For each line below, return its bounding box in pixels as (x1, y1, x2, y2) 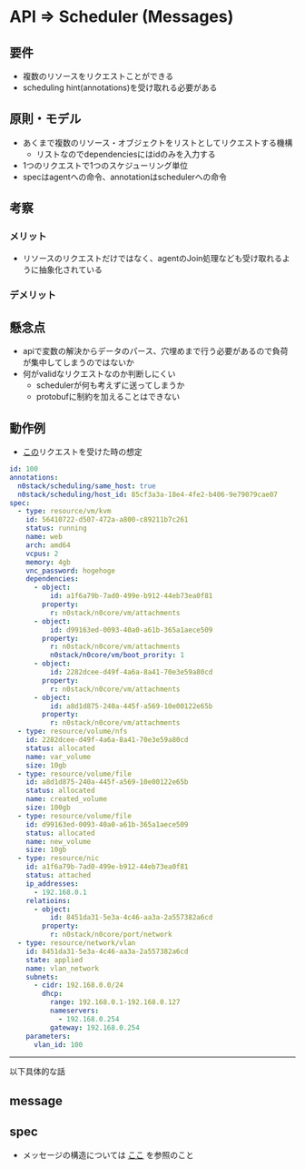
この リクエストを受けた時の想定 (22, 446, 143, 457)
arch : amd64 (25, 540, 71, 550)
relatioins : (25, 896, 71, 905)
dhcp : (42, 990, 64, 999)
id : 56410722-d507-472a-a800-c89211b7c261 (25, 515, 189, 524)
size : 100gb (25, 803, 71, 812)
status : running (25, 524, 88, 534)
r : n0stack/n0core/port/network (49, 930, 172, 940)
